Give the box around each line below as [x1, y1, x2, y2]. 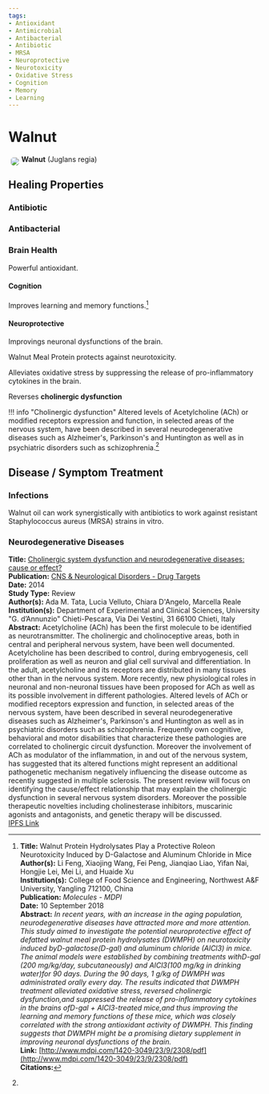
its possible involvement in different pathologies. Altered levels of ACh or [8, 690, 248, 701]
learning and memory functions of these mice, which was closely [19, 1012, 236, 1021]
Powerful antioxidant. [8, 263, 78, 272]
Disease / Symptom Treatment [8, 465, 164, 479]
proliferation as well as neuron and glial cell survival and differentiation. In [8, 657, 251, 666]
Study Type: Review [8, 589, 76, 598]
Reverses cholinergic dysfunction [8, 392, 122, 401]
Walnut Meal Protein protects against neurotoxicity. [8, 352, 177, 361]
